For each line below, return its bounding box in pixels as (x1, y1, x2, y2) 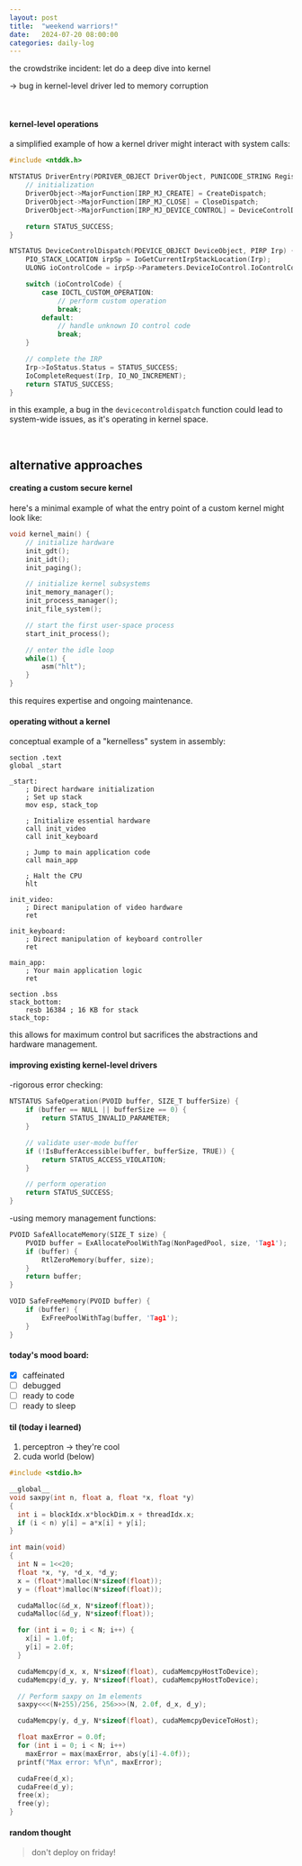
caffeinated (22, 1370, 66, 1380)
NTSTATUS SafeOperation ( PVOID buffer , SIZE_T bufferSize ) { (9, 1097, 240, 1106)
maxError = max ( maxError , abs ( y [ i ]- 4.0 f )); (25, 1749, 191, 1758)
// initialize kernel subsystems (25, 579, 151, 588)
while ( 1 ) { (25, 654, 67, 663)
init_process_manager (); (25, 596, 119, 605)
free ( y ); (17, 1799, 50, 1808)
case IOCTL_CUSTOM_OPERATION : (41, 287, 155, 297)
